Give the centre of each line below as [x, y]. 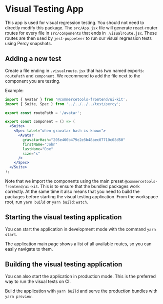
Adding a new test [33, 59]
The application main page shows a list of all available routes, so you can [78, 244]
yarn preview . [19, 296]
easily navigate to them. [29, 249]
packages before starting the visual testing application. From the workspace [81, 196]
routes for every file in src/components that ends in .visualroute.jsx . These [81, 33]
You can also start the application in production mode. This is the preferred [81, 276]
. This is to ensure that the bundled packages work [89, 186]
